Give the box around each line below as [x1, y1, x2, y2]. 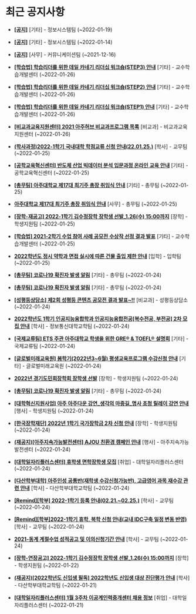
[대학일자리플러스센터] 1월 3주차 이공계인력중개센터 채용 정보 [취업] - [13, 594, 171, 601]
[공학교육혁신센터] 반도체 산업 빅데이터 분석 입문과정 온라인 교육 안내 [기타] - [13, 161, 188, 168]
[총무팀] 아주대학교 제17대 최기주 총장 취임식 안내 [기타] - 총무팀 [13, 181, 160, 188]
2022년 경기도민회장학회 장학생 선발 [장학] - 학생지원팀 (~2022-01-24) [13, 374, 178, 381]
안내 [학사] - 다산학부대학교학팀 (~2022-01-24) [19, 484, 130, 492]
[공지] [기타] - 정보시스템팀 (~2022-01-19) [13, 26, 113, 33]
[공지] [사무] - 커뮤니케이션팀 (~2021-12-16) [13, 51, 116, 58]
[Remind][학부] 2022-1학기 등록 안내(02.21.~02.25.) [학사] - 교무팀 [13, 497, 174, 504]
